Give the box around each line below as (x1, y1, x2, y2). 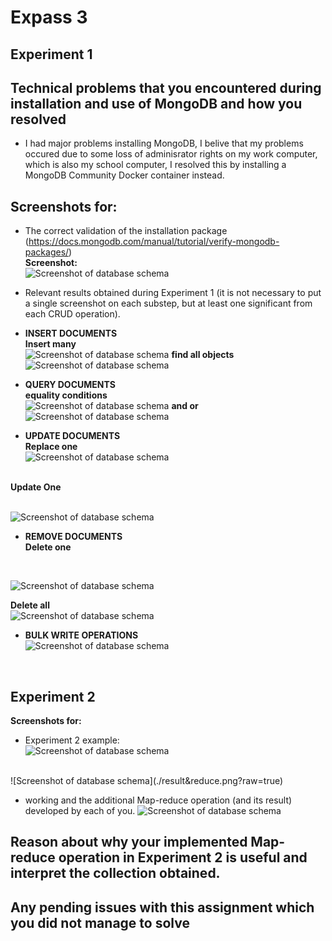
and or (171, 400, 199, 412)
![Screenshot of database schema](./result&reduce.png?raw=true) (10, 775, 284, 787)
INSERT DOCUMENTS (24, 327, 118, 340)
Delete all (10, 599, 50, 611)
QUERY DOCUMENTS (24, 379, 116, 391)
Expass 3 (10, 6, 88, 29)
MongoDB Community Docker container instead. (24, 169, 225, 181)
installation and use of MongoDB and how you (10, 95, 303, 112)
